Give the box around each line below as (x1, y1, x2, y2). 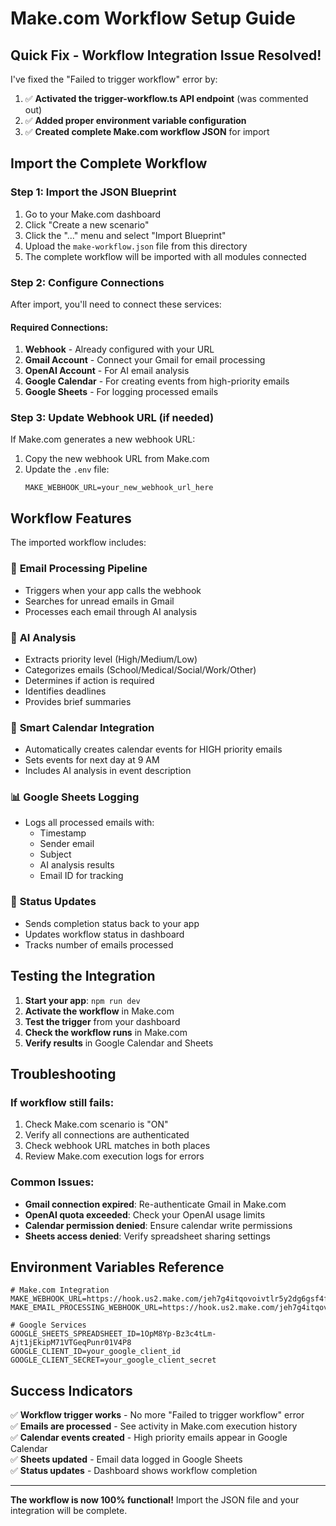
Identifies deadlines (24, 685, 107, 697)
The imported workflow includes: (10, 537, 147, 549)
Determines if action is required (24, 674, 155, 686)
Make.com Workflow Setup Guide (10, 7, 297, 30)
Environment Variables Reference (10, 1258, 225, 1276)
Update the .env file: (24, 463, 110, 476)
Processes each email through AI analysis (24, 605, 198, 617)
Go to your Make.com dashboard (24, 208, 162, 220)
